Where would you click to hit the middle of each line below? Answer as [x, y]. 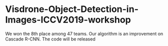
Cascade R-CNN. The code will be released [50, 39]
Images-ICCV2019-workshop [68, 20]
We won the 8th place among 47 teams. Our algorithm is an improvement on [84, 33]
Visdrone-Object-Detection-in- [72, 9]
